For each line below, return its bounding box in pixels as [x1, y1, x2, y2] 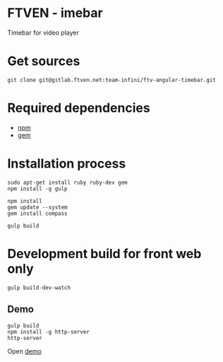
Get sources [7, 53, 80, 69]
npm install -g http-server [7, 328, 90, 335]
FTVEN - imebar [7, 5, 104, 21]
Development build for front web [7, 245, 202, 262]
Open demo [7, 346, 42, 355]
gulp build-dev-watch [7, 284, 71, 291]
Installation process [7, 156, 126, 171]
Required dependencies [7, 100, 150, 116]
